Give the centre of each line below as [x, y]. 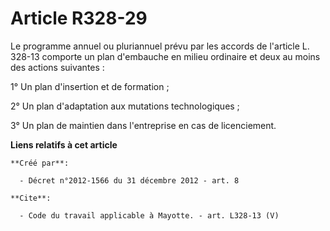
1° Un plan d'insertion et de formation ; [90, 86]
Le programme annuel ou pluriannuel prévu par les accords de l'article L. [160, 46]
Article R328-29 [79, 18]
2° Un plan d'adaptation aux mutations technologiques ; [125, 106]
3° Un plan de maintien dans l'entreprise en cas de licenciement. [143, 125]
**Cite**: [31, 198]
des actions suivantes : [57, 67]
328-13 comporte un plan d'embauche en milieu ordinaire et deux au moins [165, 56]
